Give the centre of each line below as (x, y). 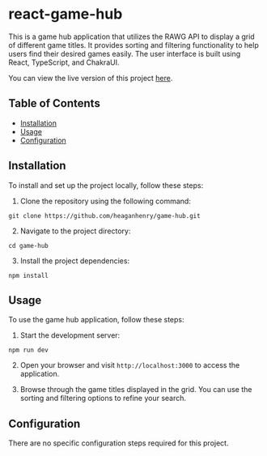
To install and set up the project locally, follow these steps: (106, 185)
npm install (28, 275)
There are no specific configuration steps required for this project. (119, 443)
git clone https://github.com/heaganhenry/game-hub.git (104, 215)
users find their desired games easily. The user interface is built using (125, 53)
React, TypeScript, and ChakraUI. (64, 62)
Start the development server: (70, 335)
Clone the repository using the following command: (106, 201)
